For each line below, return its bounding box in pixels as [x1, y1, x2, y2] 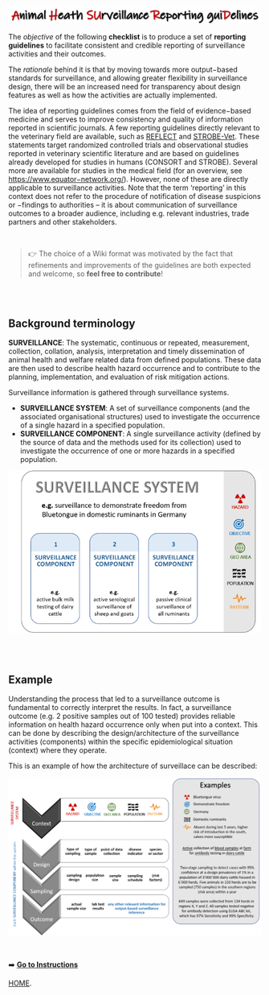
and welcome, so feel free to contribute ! [27, 269, 163, 279]
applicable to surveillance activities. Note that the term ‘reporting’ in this [8, 183, 247, 192]
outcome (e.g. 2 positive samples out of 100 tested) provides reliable [8, 712, 235, 721]
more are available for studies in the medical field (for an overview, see [8, 166, 243, 175]
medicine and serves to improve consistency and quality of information [8, 114, 243, 124]
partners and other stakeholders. [8, 217, 117, 227]
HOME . [8, 978, 32, 988]
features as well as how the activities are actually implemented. [8, 90, 218, 100]
